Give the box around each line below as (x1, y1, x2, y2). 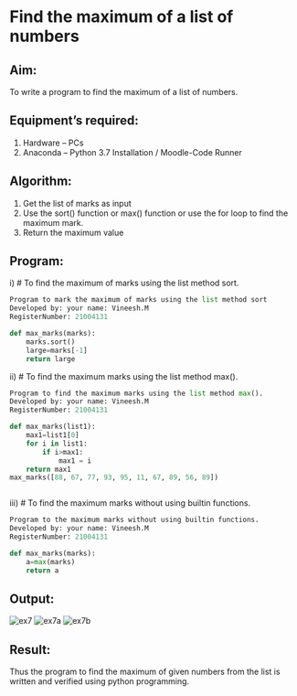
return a (26, 565, 59, 575)
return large (26, 354, 76, 363)
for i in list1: (26, 439, 89, 448)
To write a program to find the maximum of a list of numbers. (9, 87, 239, 97)
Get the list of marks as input (22, 198, 132, 209)
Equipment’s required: (9, 112, 139, 129)
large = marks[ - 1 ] (26, 346, 89, 355)
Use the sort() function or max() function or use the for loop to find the (22, 208, 289, 219)
